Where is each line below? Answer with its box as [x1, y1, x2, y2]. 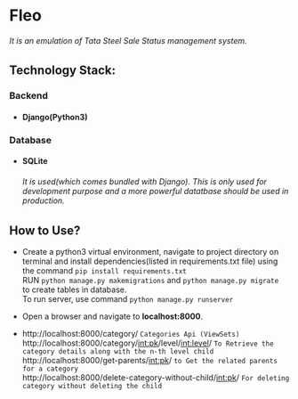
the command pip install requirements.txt [21, 265, 187, 276]
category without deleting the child [21, 382, 163, 391]
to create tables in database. [21, 284, 127, 295]
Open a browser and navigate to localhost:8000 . [21, 311, 203, 322]
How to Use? [9, 223, 81, 238]
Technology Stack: [9, 63, 117, 78]
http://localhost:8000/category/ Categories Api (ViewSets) [21, 329, 240, 339]
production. [21, 195, 65, 206]
